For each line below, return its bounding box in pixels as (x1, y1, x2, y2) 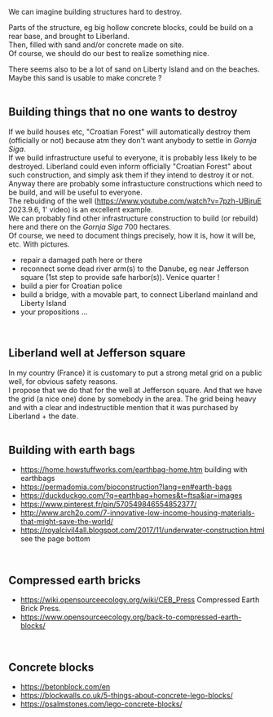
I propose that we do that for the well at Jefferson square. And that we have (8, 385, 262, 395)
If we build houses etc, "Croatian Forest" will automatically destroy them (8, 126, 251, 137)
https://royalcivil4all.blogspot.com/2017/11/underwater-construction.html (20, 525, 265, 536)
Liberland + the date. (8, 411, 79, 421)
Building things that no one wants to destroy (8, 105, 238, 119)
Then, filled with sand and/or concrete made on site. (8, 40, 184, 50)
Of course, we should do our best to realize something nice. (8, 49, 209, 58)
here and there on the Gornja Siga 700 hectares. (8, 221, 171, 231)
